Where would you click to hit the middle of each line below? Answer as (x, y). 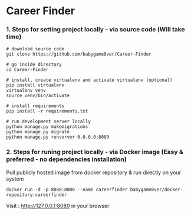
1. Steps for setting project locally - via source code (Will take (95, 30)
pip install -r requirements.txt (47, 111)
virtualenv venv (26, 91)
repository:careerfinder (37, 195)
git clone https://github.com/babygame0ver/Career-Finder (79, 54)
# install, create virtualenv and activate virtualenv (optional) (89, 80)
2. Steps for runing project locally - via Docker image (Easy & (95, 152)
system (15, 178)
